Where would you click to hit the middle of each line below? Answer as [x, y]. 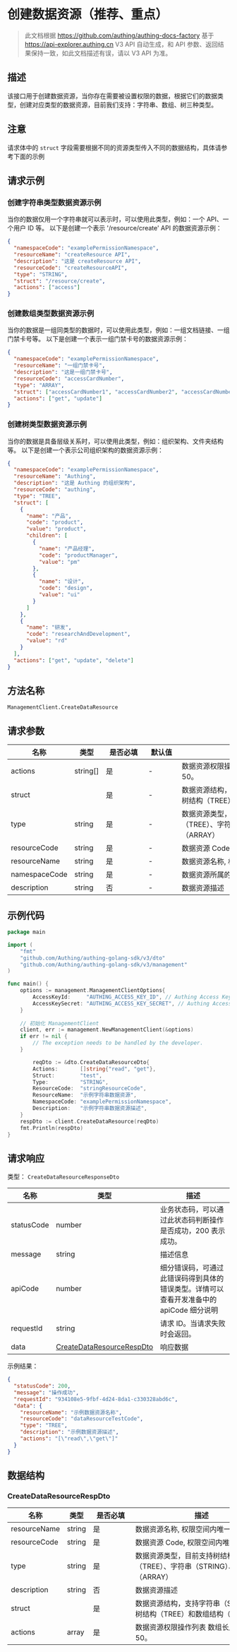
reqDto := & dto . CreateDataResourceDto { [91, 1062]
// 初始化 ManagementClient [60, 1023]
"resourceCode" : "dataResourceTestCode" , [81, 1419]
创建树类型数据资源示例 [47, 425]
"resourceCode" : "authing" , [55, 490]
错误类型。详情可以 [192, 1289]
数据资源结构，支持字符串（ [181, 1603]
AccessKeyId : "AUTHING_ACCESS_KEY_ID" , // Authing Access [126, 997]
